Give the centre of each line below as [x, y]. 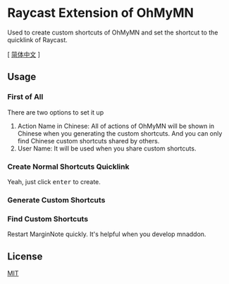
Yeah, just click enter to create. [54, 181]
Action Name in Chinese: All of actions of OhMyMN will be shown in [116, 126]
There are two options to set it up [56, 112]
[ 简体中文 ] [24, 54]
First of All [25, 97]
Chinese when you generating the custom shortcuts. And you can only [120, 133]
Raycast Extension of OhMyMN [100, 13]
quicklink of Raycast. [38, 39]
